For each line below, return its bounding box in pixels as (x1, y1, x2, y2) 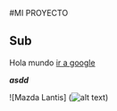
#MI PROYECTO (9, 8, 69, 18)
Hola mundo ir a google (9, 57, 96, 68)
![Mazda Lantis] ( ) (9, 91, 109, 102)
